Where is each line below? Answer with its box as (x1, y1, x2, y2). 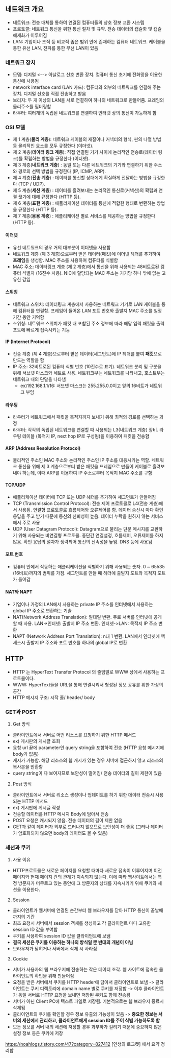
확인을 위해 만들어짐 (35, 973, 74, 979)
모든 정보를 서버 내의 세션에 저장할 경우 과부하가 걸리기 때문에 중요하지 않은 (12, 1024, 162, 1030)
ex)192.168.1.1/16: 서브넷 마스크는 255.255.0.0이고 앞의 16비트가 (20, 382, 149, 389)
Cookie (12, 956, 28, 962)
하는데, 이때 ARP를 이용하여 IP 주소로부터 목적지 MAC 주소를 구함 (22, 470, 153, 476)
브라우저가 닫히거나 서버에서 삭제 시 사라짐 (12, 946, 98, 952)
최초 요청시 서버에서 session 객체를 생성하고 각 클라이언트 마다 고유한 (12, 920, 151, 926)
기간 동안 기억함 (12, 314, 44, 320)
